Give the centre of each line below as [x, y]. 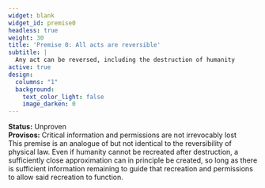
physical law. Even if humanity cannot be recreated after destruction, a [123, 152]
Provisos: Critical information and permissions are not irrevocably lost [123, 135]
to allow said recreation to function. [66, 177]
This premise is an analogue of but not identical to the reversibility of [120, 144]
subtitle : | [28, 52]
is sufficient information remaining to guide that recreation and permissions [131, 169]
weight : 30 [26, 38]
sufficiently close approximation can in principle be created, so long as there [133, 160]
